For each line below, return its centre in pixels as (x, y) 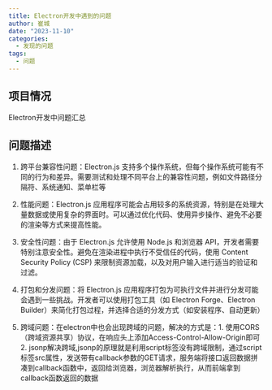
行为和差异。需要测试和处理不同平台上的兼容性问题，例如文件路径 (145, 176)
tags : (17, 54)
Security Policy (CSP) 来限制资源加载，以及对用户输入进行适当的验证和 (139, 262)
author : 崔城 (29, 24)
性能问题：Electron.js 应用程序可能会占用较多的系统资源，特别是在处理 (138, 204)
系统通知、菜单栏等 (74, 187)
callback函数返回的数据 (59, 378)
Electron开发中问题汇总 (47, 117)
